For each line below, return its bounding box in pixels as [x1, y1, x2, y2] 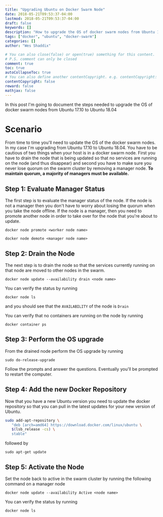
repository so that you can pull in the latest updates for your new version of [5, 403, 155, 409]
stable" [11, 431, 27, 436]
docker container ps [5, 322, 47, 327]
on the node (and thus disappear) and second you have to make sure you [5, 160, 152, 166]
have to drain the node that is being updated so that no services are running [5, 155, 157, 161]
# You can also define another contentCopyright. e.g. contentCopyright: [5, 75, 158, 80]
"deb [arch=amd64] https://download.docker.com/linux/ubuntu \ [11, 422, 142, 428]
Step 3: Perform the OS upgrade [5, 335, 104, 344]
